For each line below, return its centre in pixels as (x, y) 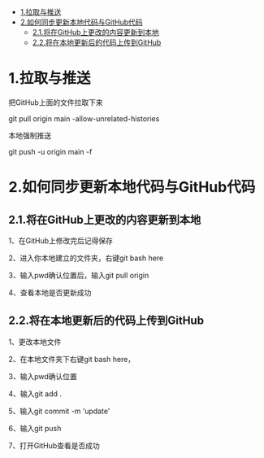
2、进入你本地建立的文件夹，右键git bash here (86, 258)
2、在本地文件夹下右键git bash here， (72, 359)
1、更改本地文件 (35, 342)
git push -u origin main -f (50, 151)
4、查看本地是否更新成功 (50, 292)
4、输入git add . (35, 394)
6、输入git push (35, 428)
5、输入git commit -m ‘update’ (59, 411)
